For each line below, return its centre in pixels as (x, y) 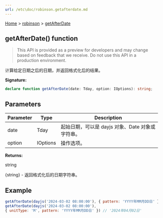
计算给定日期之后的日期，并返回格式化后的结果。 (54, 70)
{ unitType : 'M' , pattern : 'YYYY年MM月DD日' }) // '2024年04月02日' (73, 210)
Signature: (16, 80)
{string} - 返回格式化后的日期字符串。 (42, 175)
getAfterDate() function (41, 39)
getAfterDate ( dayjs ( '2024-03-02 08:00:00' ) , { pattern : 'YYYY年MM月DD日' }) (83, 202)
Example (18, 190)
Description (108, 118)
